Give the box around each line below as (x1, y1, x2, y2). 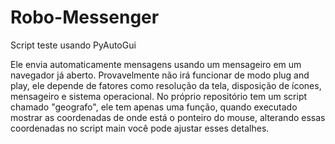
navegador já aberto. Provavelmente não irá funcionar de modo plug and (10, 69, 310, 81)
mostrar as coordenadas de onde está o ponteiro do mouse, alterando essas (10, 111, 326, 123)
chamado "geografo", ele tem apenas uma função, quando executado (10, 101, 298, 113)
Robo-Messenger (10, 6, 160, 29)
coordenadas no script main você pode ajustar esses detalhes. (10, 122, 270, 134)
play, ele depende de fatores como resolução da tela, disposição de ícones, (10, 79, 322, 91)
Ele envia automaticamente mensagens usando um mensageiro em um (10, 58, 302, 70)
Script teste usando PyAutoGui (10, 39, 137, 51)
